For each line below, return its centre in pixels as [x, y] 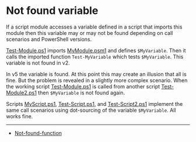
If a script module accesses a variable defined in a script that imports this [94, 27]
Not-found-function [38, 133]
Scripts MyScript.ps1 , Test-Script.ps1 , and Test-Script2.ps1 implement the [94, 104]
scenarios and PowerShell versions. [49, 39]
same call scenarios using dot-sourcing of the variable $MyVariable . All [91, 110]
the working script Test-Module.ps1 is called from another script [83, 86]
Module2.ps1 [21, 93]
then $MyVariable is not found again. [81, 93]
